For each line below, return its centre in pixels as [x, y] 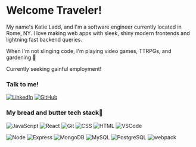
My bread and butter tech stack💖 [55, 112]
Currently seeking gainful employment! [54, 68]
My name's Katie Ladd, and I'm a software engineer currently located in [94, 27]
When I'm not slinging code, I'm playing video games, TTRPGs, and [89, 51]
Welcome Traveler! [54, 10]
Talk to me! [22, 84]
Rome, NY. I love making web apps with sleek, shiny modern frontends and [98, 33]
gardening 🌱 [21, 57]
